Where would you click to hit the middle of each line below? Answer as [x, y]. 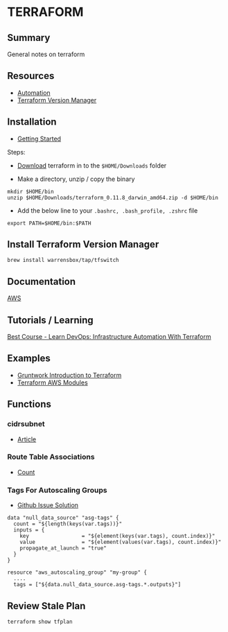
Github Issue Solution [47, 505]
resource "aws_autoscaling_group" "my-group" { [77, 572]
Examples [29, 359]
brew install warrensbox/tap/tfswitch [63, 261]
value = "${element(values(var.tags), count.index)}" [121, 542]
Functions [29, 404]
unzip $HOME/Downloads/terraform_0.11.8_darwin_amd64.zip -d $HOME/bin [113, 197]
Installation [32, 122]
